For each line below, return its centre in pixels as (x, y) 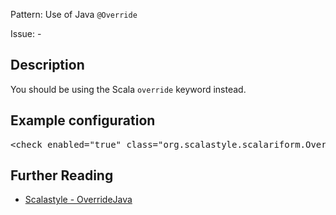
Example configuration (83, 120)
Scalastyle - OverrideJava (78, 200)
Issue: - (26, 33)
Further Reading (62, 175)
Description (47, 65)
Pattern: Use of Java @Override (74, 14)
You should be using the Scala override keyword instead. (128, 89)
